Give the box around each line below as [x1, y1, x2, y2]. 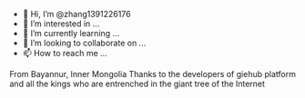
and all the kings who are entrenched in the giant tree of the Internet [9, 78, 266, 89]
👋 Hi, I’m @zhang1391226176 [22, 9, 131, 19]
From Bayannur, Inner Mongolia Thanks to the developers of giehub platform [9, 69, 296, 79]
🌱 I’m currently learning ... [22, 28, 120, 38]
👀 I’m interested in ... [22, 18, 100, 29]
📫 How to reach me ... [22, 48, 107, 58]
